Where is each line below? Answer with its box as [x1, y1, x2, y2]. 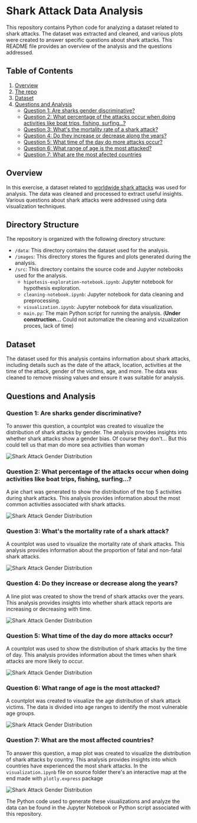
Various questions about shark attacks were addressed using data [6, 196, 167, 204]
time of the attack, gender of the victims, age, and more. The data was [6, 368, 178, 375]
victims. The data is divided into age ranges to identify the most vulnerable [6, 703, 188, 711]
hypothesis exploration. [23, 285, 81, 292]
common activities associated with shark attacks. [6, 501, 126, 508]
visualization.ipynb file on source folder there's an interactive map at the [6, 768, 187, 776]
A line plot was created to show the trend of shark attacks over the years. [6, 593, 185, 600]
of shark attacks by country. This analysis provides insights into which [6, 756, 177, 763]
